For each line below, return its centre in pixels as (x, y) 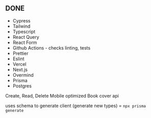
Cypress (21, 20)
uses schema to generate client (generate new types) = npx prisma (76, 105)
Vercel (19, 64)
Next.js (20, 69)
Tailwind (21, 26)
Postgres (22, 86)
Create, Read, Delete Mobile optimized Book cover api (62, 96)
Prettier (20, 53)
